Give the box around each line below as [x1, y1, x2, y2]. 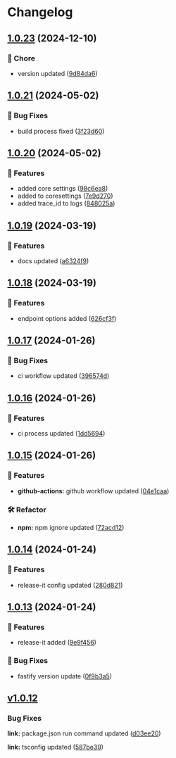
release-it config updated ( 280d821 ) [17, 581, 123, 589]
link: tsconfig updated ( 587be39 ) [7, 743, 104, 752]
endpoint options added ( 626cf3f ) [17, 314, 117, 322]
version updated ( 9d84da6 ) [17, 69, 98, 77]
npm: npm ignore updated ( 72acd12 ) [17, 523, 125, 531]
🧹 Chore [7, 53, 35, 63]
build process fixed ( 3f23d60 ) [17, 127, 105, 135]
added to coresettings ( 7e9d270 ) [17, 191, 114, 201]
